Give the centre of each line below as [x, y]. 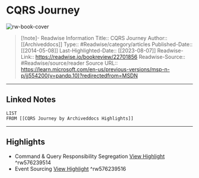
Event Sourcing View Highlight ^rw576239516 [70, 169]
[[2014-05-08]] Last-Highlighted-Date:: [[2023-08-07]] [88, 50]
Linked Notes [31, 100]
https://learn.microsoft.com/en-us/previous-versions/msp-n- [95, 69]
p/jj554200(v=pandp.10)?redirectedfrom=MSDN [79, 75]
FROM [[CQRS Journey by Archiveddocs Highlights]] [70, 118]
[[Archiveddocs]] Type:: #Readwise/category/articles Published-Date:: [107, 44]
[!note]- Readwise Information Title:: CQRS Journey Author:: [94, 38]
